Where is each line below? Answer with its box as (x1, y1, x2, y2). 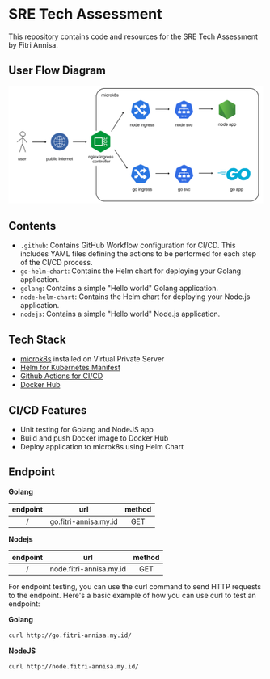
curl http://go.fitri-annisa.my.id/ (8, 631, 132, 639)
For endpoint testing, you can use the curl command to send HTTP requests (8, 582, 261, 592)
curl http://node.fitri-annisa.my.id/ (8, 663, 139, 671)
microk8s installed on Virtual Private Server (19, 354, 165, 364)
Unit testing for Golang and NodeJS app (19, 424, 154, 434)
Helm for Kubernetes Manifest (19, 363, 121, 373)
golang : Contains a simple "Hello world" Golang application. (19, 284, 219, 293)
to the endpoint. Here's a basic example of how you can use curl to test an (8, 591, 256, 601)
